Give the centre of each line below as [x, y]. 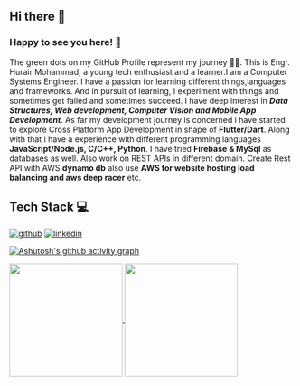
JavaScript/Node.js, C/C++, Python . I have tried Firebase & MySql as [141, 148]
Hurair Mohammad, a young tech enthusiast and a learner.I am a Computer [148, 71]
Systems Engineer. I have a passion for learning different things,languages [148, 81]
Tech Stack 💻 [49, 207]
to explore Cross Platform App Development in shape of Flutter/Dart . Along [150, 129]
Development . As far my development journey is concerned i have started [148, 119]
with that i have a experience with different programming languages [136, 139]
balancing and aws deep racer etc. [75, 177]
